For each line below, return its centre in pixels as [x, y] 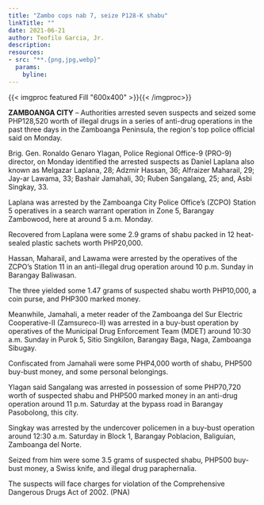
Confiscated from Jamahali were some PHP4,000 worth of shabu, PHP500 [130, 363]
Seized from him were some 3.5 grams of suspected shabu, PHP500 [120, 460]
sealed [19, 243]
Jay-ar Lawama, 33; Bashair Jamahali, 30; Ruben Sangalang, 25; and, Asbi [130, 178]
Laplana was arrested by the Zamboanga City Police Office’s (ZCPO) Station [132, 202]
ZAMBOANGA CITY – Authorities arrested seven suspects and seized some [132, 113]
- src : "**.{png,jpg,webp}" [55, 60]
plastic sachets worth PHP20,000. [87, 243]
